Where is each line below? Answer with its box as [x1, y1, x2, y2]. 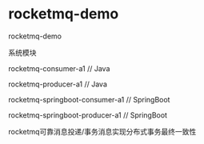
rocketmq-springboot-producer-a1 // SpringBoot [8, 110, 168, 120]
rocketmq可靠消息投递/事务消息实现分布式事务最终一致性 [8, 126, 197, 136]
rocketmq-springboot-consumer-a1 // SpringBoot [8, 94, 170, 104]
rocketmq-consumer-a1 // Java [8, 63, 110, 73]
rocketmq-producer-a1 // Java [8, 79, 108, 89]
